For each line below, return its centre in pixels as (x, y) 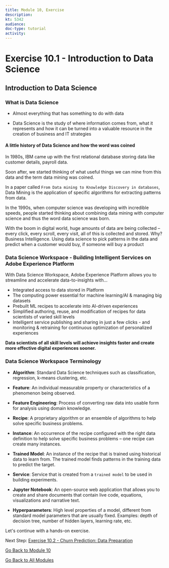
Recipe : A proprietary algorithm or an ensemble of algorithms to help (84, 418)
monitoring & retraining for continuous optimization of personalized (82, 328)
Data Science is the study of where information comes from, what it (83, 123)
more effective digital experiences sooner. (51, 348)
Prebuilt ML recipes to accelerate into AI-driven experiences (75, 306)
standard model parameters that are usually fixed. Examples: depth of (85, 515)
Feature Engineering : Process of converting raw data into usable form (86, 402)
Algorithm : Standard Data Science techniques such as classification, (84, 372)
